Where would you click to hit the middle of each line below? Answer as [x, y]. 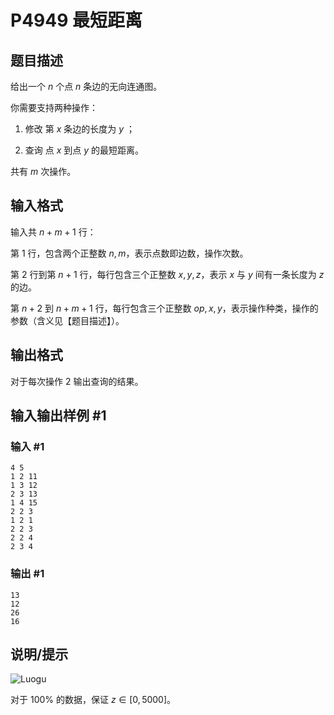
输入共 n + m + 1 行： [53, 232]
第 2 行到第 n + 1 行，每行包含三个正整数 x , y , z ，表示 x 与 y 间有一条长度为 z [167, 274]
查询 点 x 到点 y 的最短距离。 [84, 150]
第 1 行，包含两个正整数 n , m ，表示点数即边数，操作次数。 [129, 253]
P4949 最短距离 [76, 20]
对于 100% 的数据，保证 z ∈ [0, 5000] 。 [93, 700]
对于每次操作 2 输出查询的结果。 [77, 381]
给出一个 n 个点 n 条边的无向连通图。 [86, 86]
